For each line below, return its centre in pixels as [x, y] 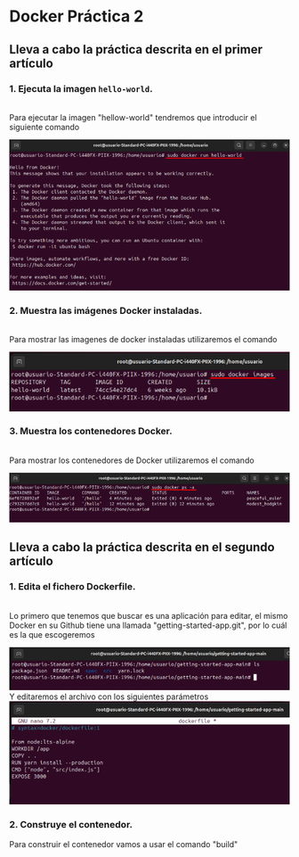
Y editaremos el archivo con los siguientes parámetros [109, 696]
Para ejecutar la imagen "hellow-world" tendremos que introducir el [133, 117]
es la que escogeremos [52, 634]
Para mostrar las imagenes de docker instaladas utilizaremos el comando [143, 340]
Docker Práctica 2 [77, 16]
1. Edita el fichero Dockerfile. [73, 587]
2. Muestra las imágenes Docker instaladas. [106, 310]
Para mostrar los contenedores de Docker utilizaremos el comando [132, 460]
